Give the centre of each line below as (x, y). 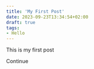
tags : (13, 28)
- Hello (16, 33)
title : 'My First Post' (35, 11)
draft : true (21, 22)
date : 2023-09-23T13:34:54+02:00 (47, 17)
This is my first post (30, 50)
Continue (17, 61)
